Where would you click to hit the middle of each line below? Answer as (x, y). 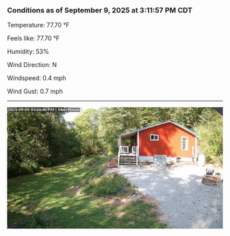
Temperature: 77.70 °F (38, 25)
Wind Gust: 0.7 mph (35, 92)
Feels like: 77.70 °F (34, 38)
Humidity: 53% (28, 52)
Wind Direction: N (32, 65)
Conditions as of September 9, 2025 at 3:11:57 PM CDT (100, 10)
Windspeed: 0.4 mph (37, 78)
